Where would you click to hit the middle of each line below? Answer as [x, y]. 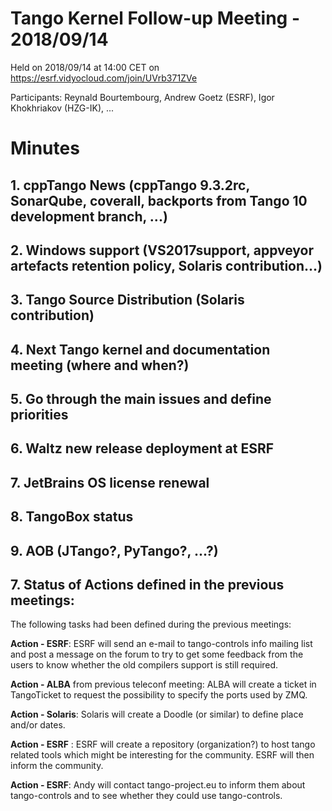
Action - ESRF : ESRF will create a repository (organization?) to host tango [163, 744]
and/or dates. [38, 725]
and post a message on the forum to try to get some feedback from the [157, 654]
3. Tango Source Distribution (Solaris [127, 300]
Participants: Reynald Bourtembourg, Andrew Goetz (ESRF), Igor [142, 97]
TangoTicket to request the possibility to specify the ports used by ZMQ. [159, 695]
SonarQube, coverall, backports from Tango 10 [159, 200]
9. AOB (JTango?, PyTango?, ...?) [114, 550]
